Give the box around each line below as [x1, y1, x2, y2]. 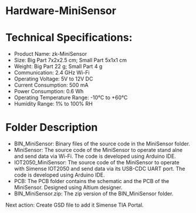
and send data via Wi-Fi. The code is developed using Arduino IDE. [13, 153, 177, 160]
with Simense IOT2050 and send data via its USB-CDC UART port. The [13, 165, 185, 173]
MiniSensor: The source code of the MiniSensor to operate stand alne [13, 147, 183, 154]
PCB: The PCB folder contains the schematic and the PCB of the [13, 178, 170, 185]
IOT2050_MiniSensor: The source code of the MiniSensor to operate [13, 159, 180, 166]
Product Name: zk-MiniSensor [13, 50, 87, 58]
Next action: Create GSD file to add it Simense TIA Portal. [5, 201, 144, 209]
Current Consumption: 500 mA [13, 82, 89, 89]
